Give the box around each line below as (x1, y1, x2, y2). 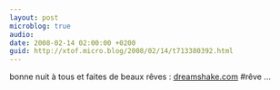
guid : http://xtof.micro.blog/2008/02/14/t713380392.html (9, 47, 234, 56)
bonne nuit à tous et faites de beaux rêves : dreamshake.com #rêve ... (9, 71, 271, 82)
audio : (9, 30, 35, 39)
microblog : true (9, 22, 71, 31)
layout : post (9, 13, 59, 22)
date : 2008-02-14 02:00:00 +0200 (9, 38, 136, 48)
